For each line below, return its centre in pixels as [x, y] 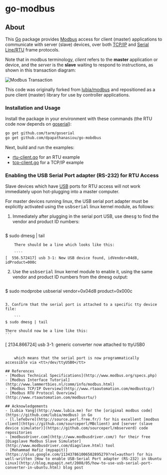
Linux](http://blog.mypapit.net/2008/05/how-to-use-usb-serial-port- [79, 463]
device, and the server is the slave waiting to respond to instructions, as [79, 65]
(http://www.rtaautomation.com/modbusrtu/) [51, 398]
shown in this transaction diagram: [41, 70]
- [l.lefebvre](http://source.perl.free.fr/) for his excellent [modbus [82, 419]
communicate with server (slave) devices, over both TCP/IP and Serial [77, 45]
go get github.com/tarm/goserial [40, 133]
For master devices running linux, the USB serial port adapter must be [77, 201]
